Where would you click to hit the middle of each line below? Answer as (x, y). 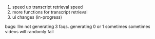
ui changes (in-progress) (37, 17)
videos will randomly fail (29, 32)
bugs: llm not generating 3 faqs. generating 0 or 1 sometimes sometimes (78, 26)
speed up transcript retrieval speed (47, 7)
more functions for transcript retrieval (50, 12)
